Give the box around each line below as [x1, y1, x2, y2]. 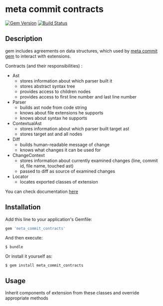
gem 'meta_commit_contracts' [5, 226, 66, 231]
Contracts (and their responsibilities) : [5, 62, 83, 68]
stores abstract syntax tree [19, 83, 75, 89]
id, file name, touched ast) [19, 162, 74, 168]
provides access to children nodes [19, 88, 91, 94]
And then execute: [5, 235, 43, 241]
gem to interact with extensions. [5, 53, 71, 59]
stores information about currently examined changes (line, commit [19, 157, 158, 163]
